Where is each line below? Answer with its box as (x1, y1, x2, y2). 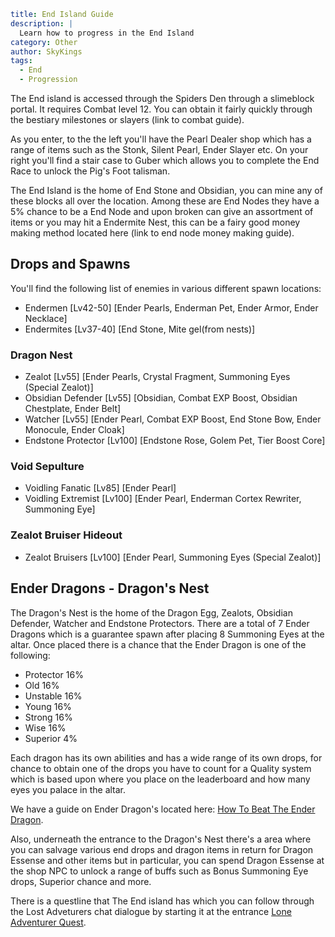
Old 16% (24, 679, 60, 691)
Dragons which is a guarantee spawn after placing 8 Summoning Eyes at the (10, 628, 325, 640)
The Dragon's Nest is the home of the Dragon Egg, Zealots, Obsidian (10, 606, 293, 619)
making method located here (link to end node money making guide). (10, 227, 295, 239)
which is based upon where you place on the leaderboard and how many (10, 773, 311, 785)
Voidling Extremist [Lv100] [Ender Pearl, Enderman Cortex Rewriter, (24, 493, 302, 505)
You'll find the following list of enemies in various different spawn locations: (10, 282, 322, 294)
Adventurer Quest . (10, 916, 87, 928)
